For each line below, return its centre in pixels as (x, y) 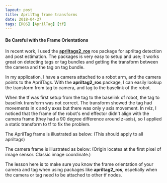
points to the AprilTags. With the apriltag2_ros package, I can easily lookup (83, 82)
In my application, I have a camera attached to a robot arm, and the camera (83, 77)
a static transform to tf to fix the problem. (48, 125)
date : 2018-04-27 (23, 19)
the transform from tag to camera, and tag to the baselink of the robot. (78, 88)
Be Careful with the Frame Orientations (47, 40)
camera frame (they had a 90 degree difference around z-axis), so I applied (83, 119)
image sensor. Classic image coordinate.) (48, 155)
